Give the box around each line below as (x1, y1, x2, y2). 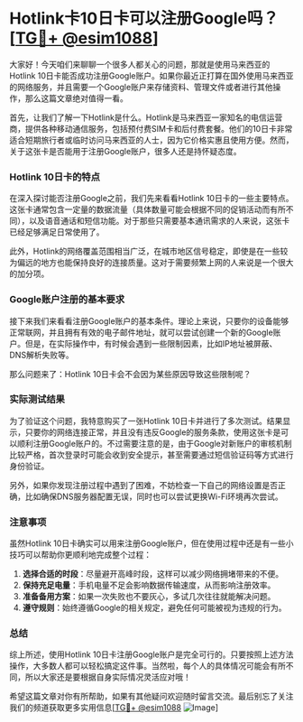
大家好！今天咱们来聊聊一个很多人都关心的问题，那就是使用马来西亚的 (9, 59, 271, 69)
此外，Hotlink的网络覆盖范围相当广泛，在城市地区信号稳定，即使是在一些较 (9, 245, 289, 257)
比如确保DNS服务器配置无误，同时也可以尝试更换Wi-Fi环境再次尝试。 (24, 491, 283, 502)
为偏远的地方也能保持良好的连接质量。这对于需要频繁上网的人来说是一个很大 (9, 257, 294, 268)
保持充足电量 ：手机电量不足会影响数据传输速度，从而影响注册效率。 (22, 579, 276, 591)
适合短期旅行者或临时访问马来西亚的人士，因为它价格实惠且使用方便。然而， (9, 134, 294, 145)
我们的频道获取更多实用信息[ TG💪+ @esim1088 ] (9, 702, 219, 713)
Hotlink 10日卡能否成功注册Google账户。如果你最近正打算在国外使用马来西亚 (9, 69, 294, 81)
